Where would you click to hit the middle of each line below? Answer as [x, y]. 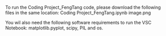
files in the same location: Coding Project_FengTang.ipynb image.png [78, 13]
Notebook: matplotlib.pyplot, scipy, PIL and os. [54, 28]
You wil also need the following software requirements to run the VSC [78, 23]
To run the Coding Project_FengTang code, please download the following [83, 7]
